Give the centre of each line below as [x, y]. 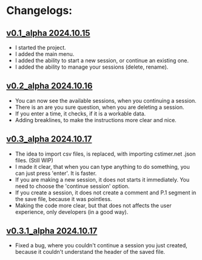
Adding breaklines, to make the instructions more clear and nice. [96, 120]
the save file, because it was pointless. [63, 199]
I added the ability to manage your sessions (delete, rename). [92, 67]
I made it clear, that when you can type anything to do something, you [102, 166]
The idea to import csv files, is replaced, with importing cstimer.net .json [105, 154]
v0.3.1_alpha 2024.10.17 [52, 231]
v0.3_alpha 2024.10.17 [49, 139]
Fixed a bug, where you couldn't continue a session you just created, [101, 245]
